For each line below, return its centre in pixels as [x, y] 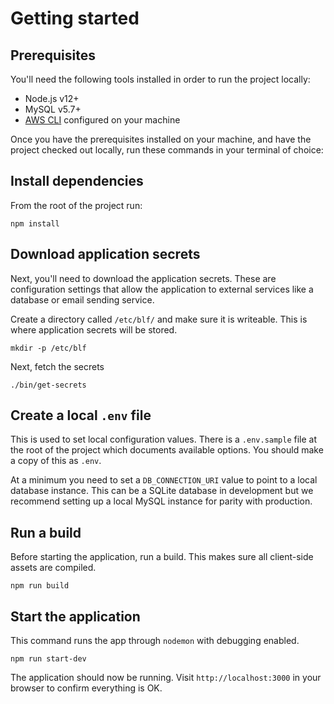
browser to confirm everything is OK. [86, 688]
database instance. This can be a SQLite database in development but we [162, 491]
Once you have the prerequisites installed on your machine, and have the [161, 139]
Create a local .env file [81, 415]
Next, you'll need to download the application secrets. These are [143, 278]
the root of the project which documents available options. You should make [167, 450]
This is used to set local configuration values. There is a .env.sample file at [164, 439]
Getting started [75, 18]
